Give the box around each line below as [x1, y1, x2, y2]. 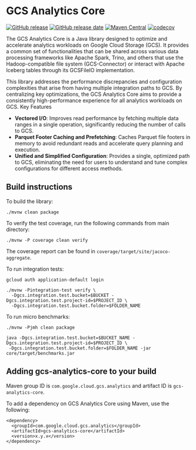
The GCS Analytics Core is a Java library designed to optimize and [6, 35, 168, 42]
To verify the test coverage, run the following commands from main [6, 219, 170, 226]
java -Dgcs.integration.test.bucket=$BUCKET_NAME [6, 335, 131, 341]
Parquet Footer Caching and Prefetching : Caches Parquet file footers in [14, 133, 191, 140]
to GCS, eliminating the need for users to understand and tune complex [14, 158, 188, 166]
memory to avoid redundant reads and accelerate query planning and [14, 140, 184, 147]
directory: [6, 226, 30, 233]
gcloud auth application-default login [6, 277, 104, 283]
